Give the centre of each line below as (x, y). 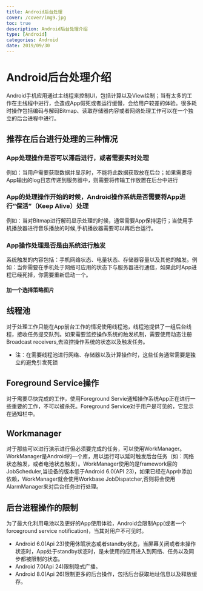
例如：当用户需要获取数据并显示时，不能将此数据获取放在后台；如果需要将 (99, 172)
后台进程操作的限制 (42, 508)
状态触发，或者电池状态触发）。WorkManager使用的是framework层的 (92, 464)
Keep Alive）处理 (63, 206)
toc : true (19, 23)
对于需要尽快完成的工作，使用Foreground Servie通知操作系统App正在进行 (98, 399)
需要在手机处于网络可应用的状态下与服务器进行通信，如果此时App (109, 267)
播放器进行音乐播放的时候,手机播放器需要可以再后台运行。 (84, 228)
